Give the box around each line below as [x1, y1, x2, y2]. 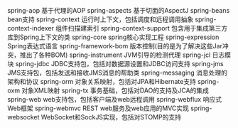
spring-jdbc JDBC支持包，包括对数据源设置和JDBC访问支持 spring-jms [15, 60, 224, 68]
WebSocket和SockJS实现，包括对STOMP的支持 [40, 113, 181, 121]
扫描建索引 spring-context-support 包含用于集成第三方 [67, 24, 228, 32]
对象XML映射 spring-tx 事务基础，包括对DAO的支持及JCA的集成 [21, 86, 210, 95]
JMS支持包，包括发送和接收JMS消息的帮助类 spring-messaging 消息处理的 [7, 68, 228, 77]
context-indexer [7, 24, 55, 32]
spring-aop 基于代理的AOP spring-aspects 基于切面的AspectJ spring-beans [7, 6, 230, 14]
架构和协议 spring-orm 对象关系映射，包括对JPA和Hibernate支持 [7, 78, 197, 85]
